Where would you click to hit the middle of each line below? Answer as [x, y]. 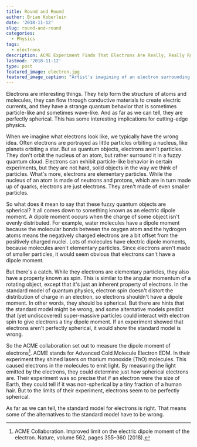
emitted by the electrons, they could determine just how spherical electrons [97, 372]
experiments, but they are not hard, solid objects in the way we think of [92, 168]
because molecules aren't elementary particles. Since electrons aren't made [98, 248]
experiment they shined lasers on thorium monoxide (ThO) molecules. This [96, 359]
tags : [13, 45]
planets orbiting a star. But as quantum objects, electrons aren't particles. [95, 149]
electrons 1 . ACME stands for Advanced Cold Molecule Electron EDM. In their [98, 352]
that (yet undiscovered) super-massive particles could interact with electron [98, 316]
